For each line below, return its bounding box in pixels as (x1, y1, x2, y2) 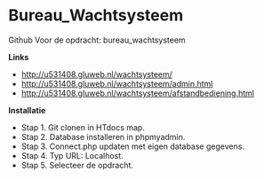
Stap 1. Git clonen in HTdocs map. (20, 121, 146, 133)
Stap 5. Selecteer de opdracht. (20, 160, 134, 170)
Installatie (8, 105, 46, 115)
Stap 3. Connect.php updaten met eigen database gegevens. (20, 141, 245, 152)
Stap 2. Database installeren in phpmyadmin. (20, 131, 186, 142)
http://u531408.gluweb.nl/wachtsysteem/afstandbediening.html (20, 88, 255, 98)
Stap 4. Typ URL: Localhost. (20, 150, 124, 160)
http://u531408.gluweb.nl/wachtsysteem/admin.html (20, 78, 213, 89)
